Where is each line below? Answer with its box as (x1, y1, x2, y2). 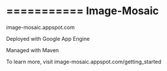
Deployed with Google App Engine (6, 35, 90, 42)
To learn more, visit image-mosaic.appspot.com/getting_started (6, 58, 162, 65)
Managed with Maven (6, 46, 59, 54)
